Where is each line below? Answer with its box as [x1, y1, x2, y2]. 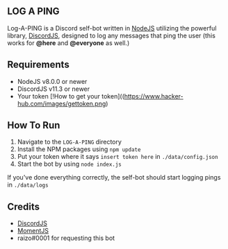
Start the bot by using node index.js [17, 160, 122, 169]
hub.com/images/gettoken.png [17, 99, 106, 108]
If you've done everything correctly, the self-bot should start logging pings [7, 173, 221, 182]
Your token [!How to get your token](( [17, 92, 125, 100]
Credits [7, 200, 40, 212]
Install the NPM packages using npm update [17, 145, 141, 153]
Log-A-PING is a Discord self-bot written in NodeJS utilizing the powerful [7, 24, 217, 32]
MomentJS [17, 227, 49, 235]
